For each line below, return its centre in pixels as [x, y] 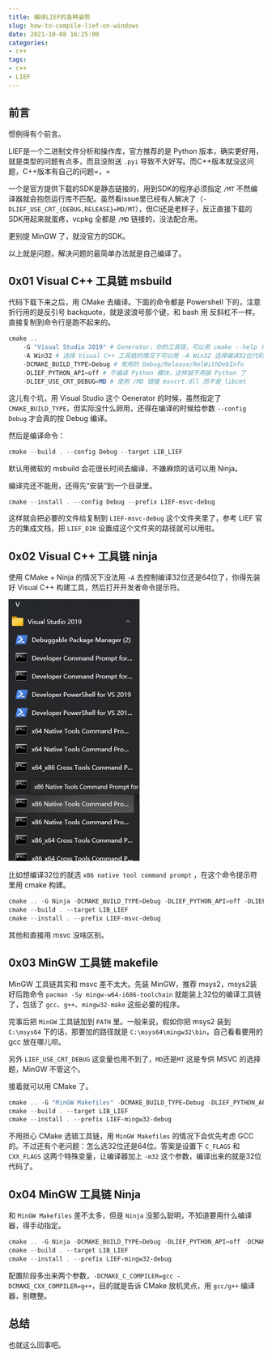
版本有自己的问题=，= [74, 171]
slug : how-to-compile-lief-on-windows [74, 26]
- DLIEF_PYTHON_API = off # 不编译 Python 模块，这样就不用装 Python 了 [135, 372]
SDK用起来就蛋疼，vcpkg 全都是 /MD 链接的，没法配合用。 [105, 219]
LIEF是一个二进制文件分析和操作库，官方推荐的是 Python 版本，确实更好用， [136, 151]
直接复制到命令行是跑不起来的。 [62, 322]
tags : [17, 60]
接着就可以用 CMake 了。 [51, 1086]
